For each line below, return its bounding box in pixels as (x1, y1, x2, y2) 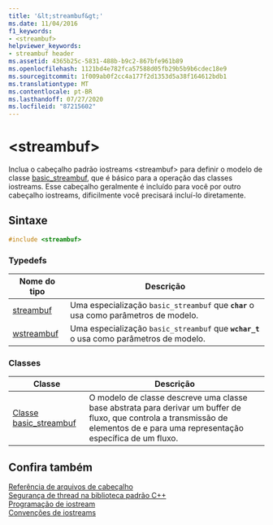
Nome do (19, 276, 55, 287)
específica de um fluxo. (89, 432, 179, 444)
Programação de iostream (8, 499, 96, 509)
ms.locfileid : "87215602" (8, 102, 96, 111)
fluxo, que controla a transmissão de (89, 412, 228, 423)
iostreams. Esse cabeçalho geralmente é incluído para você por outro (8, 182, 241, 192)
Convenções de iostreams (8, 508, 96, 518)
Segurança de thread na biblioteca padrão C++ (8, 491, 167, 501)
